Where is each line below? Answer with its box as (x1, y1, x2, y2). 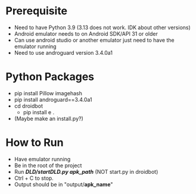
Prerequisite (5, 4, 68, 18)
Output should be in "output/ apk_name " (14, 180, 113, 188)
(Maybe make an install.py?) (14, 115, 84, 122)
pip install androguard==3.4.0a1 (14, 96, 92, 103)
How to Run (5, 136, 64, 149)
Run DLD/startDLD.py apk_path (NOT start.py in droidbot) (14, 168, 158, 175)
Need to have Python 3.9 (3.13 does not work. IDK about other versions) (14, 24, 191, 31)
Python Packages (5, 70, 95, 84)
